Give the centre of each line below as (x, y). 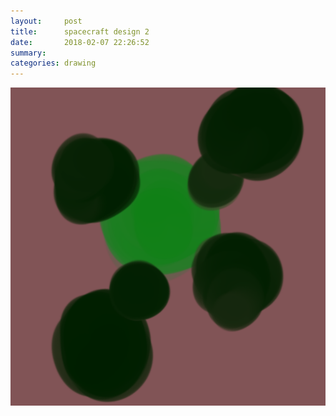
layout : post (46, 21)
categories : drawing (53, 63)
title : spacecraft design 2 (80, 31)
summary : (28, 53)
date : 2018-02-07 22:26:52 (80, 42)
